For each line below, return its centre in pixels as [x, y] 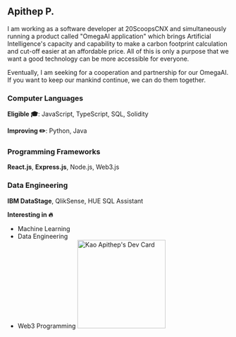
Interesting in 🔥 [30, 214]
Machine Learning [44, 228]
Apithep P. [31, 12]
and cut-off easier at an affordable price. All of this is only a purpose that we [118, 51]
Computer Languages [45, 98]
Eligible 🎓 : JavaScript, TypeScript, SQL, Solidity [78, 114]
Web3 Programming [46, 326]
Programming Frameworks [54, 152]
